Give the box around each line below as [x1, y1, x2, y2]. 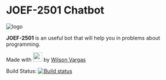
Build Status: [6, 67, 37, 74]
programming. [6, 41, 41, 48]
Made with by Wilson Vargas [6, 56, 87, 63]
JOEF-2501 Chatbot [6, 4, 105, 17]
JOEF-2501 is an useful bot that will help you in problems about [6, 34, 161, 41]
